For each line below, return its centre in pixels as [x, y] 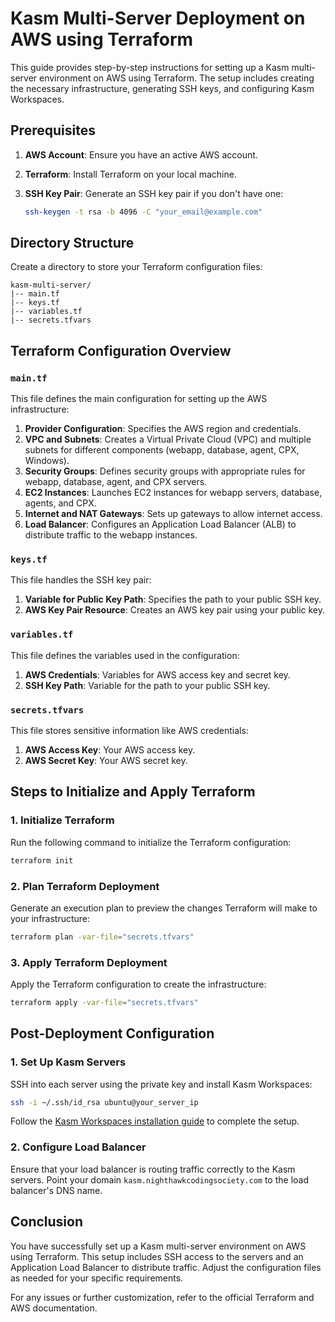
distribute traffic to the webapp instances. [111, 535]
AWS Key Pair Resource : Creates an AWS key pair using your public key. [175, 610]
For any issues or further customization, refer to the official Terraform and [162, 1297]
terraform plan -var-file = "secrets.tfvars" [102, 937]
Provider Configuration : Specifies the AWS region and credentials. [163, 429]
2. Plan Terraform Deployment [85, 886]
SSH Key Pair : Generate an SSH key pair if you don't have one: [154, 193]
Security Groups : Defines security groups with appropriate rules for [165, 471]
